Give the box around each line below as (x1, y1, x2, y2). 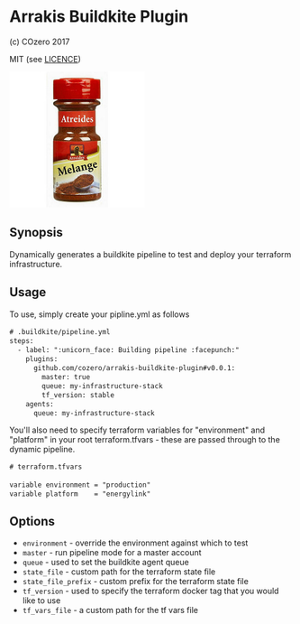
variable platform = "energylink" (9, 489, 151, 498)
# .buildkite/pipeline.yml (9, 327, 111, 336)
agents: (25, 399, 54, 408)
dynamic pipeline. (9, 443, 76, 454)
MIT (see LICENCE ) (9, 53, 81, 64)
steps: (9, 336, 34, 345)
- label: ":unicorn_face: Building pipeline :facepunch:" (17, 345, 241, 354)
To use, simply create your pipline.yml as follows (9, 309, 190, 320)
